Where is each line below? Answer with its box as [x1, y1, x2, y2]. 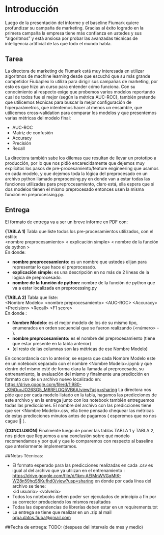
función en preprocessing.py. [5, 191, 65, 197]
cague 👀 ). [5, 418, 26, 424]
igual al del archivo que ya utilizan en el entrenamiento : [12, 467, 125, 473]
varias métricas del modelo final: [5, 115, 71, 121]
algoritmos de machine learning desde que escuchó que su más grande [5, 73, 151, 79]
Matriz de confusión [12, 129, 53, 136]
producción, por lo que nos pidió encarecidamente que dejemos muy [5, 160, 145, 166]
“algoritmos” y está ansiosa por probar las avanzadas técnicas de [5, 35, 138, 41]
